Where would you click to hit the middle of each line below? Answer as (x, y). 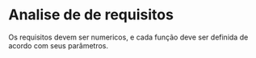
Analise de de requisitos (91, 15)
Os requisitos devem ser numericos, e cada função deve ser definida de (128, 37)
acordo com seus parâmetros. (59, 45)
